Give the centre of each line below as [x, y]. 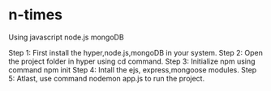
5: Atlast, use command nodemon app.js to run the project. [107, 78]
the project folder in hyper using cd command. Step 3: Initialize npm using [132, 61]
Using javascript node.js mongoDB [66, 37]
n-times [36, 15]
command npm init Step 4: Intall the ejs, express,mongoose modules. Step [133, 69]
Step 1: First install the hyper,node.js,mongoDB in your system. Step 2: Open [136, 52]
